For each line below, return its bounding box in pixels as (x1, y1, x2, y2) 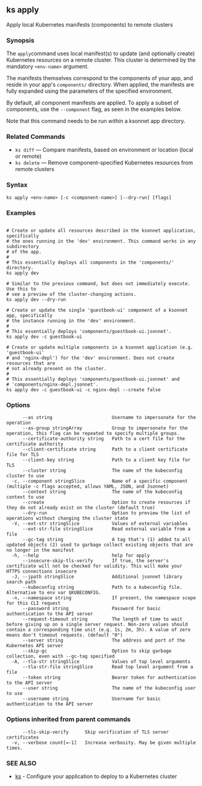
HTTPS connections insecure (6, 568, 77, 575)
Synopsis (6, 36, 34, 44)
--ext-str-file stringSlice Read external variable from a (22, 526, 191, 532)
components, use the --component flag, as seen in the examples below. (6, 106, 182, 113)
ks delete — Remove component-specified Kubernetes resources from (15, 159, 194, 166)
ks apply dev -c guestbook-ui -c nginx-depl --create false (6, 387, 161, 393)
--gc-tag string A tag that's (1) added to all (22, 537, 191, 543)
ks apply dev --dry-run (6, 297, 67, 303)
